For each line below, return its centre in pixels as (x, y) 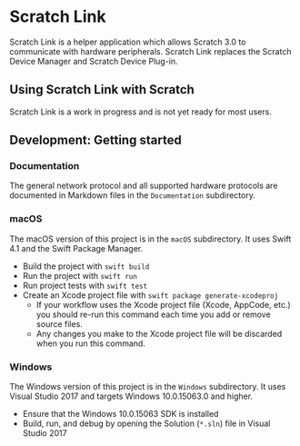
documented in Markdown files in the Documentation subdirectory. (133, 195)
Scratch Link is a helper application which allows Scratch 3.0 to (128, 42)
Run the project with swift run (80, 275)
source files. (60, 323)
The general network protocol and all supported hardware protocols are (144, 186)
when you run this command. (90, 343)
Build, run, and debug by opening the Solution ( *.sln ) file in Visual (146, 423)
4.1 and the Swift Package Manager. (76, 248)
